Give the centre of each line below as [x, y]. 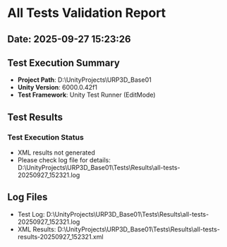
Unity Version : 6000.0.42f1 [57, 88]
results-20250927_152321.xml [60, 236]
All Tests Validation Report [87, 13]
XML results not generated [56, 152]
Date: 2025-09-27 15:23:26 [69, 39]
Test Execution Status [46, 137]
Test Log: [31, 214]
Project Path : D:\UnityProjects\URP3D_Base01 [84, 80]
